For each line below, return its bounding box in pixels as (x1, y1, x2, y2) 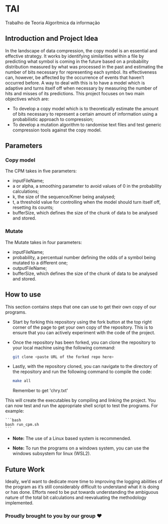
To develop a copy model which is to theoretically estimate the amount (12, 105, 159, 111)
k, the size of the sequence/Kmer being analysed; (12, 194, 115, 200)
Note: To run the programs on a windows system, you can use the (12, 445, 149, 451)
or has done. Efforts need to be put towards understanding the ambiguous (5, 489, 159, 495)
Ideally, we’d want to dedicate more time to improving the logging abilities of (5, 479, 163, 485)
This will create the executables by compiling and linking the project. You (5, 397, 156, 403)
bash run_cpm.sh (5, 422, 39, 427)
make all (12, 379, 31, 384)
